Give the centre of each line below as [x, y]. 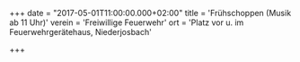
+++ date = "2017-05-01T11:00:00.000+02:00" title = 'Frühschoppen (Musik [150, 13]
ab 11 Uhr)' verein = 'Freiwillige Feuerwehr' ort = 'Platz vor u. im [127, 22]
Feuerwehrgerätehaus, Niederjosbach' [81, 32]
